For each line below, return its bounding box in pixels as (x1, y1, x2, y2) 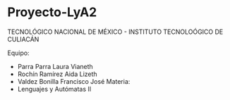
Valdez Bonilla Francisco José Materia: (17, 77, 131, 85)
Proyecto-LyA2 (7, 4, 97, 20)
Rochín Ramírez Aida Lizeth (17, 70, 97, 78)
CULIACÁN (7, 35, 40, 43)
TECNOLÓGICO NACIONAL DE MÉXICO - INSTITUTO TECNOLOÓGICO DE (7, 27, 224, 36)
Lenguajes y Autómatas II (17, 85, 92, 93)
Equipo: (7, 49, 30, 57)
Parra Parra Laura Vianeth (17, 62, 93, 70)
